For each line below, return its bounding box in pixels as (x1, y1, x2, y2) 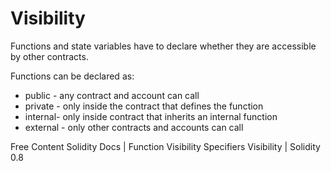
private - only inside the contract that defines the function (24, 100, 264, 112)
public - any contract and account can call (24, 89, 200, 101)
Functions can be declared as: (10, 70, 135, 82)
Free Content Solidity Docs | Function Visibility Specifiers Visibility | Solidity (10, 140, 321, 152)
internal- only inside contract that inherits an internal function (24, 110, 278, 122)
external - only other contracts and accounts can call (24, 121, 244, 133)
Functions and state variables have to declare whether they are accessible (10, 40, 317, 52)
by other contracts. (10, 50, 89, 62)
